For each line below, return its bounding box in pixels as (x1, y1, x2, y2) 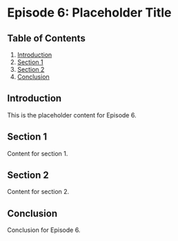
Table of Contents (7, 32, 86, 44)
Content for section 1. (7, 149, 68, 157)
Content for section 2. (7, 188, 70, 196)
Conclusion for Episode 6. (7, 226, 81, 234)
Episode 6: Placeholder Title (7, 5, 172, 21)
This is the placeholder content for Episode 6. (7, 110, 137, 119)
